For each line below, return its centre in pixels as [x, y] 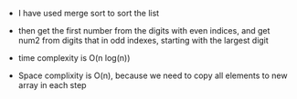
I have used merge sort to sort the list [89, 13]
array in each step [52, 85]
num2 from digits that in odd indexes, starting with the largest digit [143, 40]
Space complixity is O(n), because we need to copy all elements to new [153, 75]
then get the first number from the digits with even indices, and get [144, 30]
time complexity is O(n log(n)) [74, 58]
